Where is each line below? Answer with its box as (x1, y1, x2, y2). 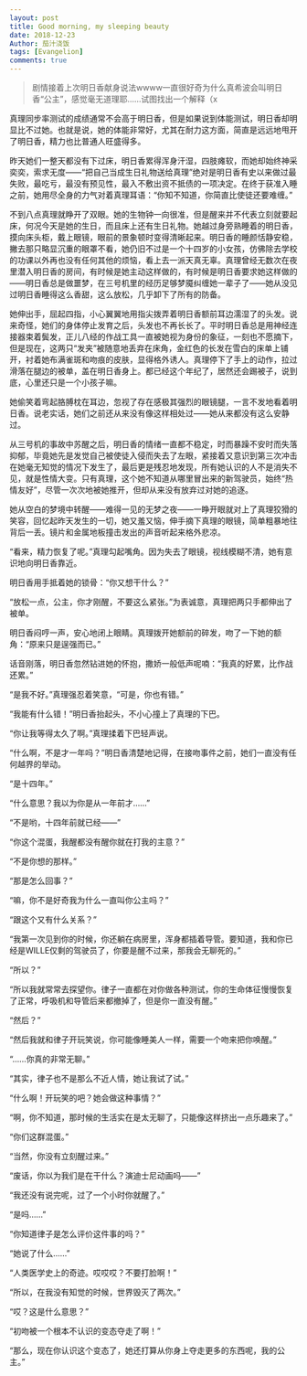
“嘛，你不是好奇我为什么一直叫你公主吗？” (9, 895, 169, 905)
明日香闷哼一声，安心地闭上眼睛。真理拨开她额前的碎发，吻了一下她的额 (9, 627, 281, 638)
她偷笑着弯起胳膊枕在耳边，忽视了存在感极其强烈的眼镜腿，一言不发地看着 (9, 397, 290, 407)
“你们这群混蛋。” (9, 1131, 69, 1142)
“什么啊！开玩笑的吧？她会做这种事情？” (9, 1093, 162, 1103)
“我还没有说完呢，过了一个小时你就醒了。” (9, 1189, 165, 1200)
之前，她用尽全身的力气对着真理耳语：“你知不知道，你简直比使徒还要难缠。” (9, 189, 293, 200)
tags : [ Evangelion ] (9, 48, 84, 57)
